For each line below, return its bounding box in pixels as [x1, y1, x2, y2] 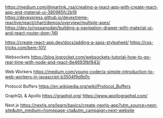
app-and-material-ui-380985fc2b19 [5, 9, 77, 15]
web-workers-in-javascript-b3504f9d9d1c [5, 74, 91, 79]
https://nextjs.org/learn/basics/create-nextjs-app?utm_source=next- [20, 102, 158, 108]
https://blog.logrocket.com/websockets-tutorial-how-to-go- [31, 54, 151, 60]
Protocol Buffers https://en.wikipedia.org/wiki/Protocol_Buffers [5, 83, 131, 89]
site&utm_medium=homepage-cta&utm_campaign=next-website [5, 107, 135, 113]
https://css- [129, 39, 154, 45]
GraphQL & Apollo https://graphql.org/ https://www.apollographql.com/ [5, 93, 147, 98]
